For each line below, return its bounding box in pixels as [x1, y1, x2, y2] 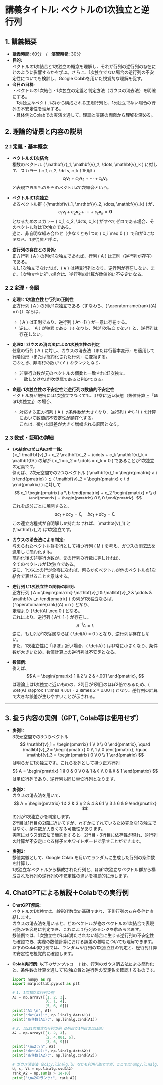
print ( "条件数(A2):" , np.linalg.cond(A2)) [12, 1053, 97, 1058]
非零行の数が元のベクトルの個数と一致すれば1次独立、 [19, 370, 128, 376]
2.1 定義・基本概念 [5, 143, 48, 150]
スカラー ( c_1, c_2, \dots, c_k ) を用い [20, 167, 96, 173]
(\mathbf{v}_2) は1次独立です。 [12, 526, 74, 532]
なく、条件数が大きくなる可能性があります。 [16, 826, 106, 832]
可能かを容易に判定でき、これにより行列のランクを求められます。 [12, 926, 144, 932]
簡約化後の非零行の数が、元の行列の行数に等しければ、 [12, 555, 123, 561]
